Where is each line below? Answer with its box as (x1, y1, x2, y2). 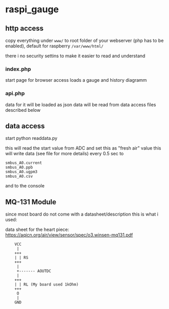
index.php (5, 65, 32, 73)
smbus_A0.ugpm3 (5, 170, 38, 175)
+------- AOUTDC (16, 269, 52, 274)
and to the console (5, 183, 45, 189)
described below (5, 107, 41, 113)
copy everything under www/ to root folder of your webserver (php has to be (5, 37, 164, 43)
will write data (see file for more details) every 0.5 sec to (5, 151, 124, 157)
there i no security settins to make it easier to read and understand (5, 53, 146, 59)
